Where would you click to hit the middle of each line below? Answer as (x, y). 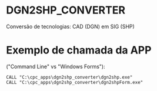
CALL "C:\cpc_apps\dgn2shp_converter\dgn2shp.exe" (69, 77)
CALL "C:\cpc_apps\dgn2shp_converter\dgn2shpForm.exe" (75, 82)
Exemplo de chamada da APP (79, 50)
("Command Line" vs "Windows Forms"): (56, 66)
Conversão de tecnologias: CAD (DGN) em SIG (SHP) (71, 26)
